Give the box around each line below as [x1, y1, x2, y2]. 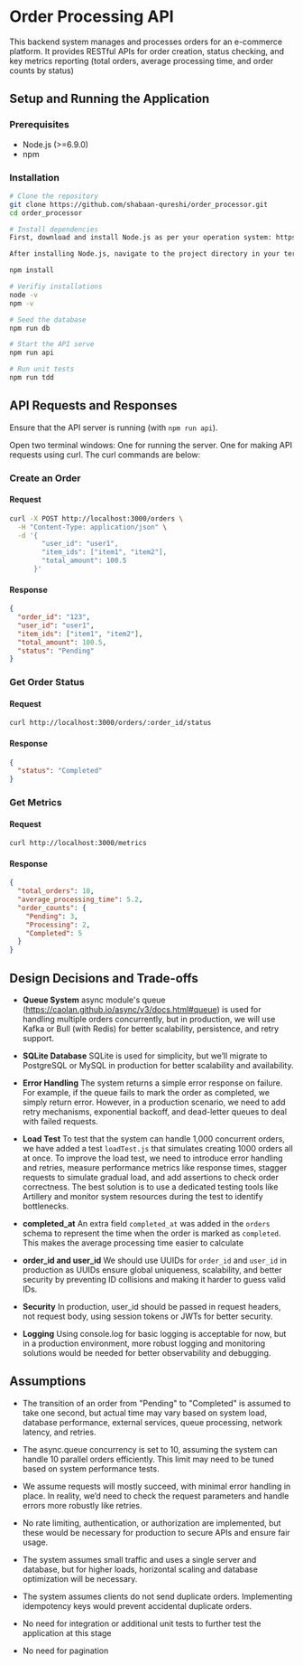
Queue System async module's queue [22, 994, 166, 1005]
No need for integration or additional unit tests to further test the [22, 1618, 262, 1629]
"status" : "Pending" [17, 646, 95, 655]
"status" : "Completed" [17, 767, 103, 776]
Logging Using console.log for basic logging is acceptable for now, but [22, 1329, 287, 1340]
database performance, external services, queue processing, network [22, 1416, 282, 1427]
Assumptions [9, 1374, 87, 1389]
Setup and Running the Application [9, 91, 210, 107]
